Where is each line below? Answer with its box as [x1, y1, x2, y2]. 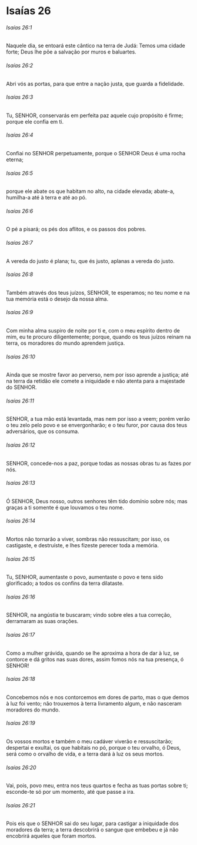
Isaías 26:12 [6, 441, 35, 448]
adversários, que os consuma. [6, 428, 79, 435]
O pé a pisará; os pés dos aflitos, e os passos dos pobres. [6, 225, 147, 233]
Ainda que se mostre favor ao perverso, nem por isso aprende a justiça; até [6, 371, 189, 378]
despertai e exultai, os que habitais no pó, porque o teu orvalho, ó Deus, [6, 744, 181, 751]
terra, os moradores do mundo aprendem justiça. [6, 340, 125, 347]
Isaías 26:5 [6, 169, 34, 177]
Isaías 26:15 [6, 555, 35, 563]
